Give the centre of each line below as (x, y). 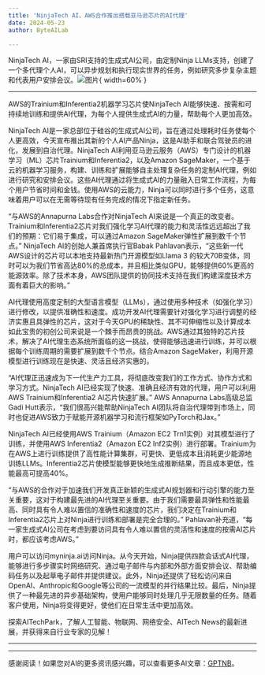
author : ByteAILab (38, 30)
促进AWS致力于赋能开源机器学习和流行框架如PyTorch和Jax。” (121, 417)
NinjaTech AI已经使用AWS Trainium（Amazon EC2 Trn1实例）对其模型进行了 (132, 434)
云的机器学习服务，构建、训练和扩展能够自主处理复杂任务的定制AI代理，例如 (132, 170)
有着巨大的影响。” (43, 285)
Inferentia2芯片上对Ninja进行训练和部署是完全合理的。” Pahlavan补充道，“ (127, 520)
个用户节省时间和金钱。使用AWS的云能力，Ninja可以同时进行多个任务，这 (128, 190)
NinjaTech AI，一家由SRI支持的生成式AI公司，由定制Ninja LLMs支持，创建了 (131, 61)
